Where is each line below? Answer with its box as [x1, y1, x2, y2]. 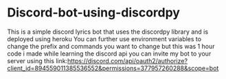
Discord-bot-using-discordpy [7, 5, 181, 21]
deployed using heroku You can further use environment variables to [7, 34, 201, 43]
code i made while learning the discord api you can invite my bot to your [7, 49, 212, 58]
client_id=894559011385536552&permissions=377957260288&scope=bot [7, 64, 219, 72]
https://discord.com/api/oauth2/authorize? [67, 56, 188, 65]
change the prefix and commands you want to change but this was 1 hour [7, 42, 215, 50]
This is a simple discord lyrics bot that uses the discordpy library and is [7, 27, 208, 36]
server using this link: [7, 56, 68, 65]
